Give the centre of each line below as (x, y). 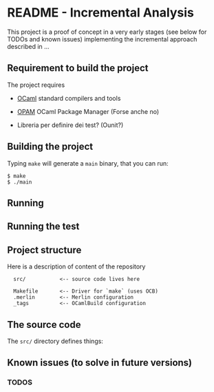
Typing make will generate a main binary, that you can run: (88, 163)
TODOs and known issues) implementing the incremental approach (102, 39)
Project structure (44, 250)
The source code (44, 325)
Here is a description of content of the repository (76, 266)
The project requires (36, 85)
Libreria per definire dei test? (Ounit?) (70, 125)
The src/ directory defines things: (55, 341)
